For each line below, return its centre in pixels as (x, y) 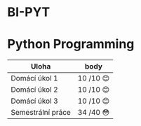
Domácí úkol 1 (34, 78)
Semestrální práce (41, 113)
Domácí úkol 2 (34, 90)
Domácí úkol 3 (34, 101)
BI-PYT (29, 12)
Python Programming (71, 44)
